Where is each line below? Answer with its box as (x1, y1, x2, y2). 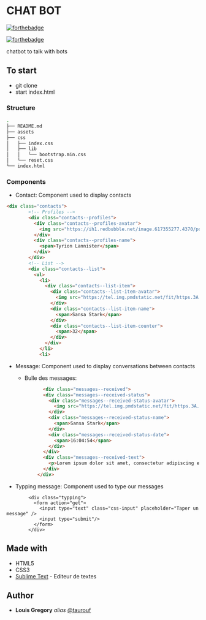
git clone (15, 81, 38, 89)
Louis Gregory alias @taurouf (15, 607, 91, 614)
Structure (6, 104, 36, 112)
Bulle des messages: (24, 374, 77, 382)
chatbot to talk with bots (6, 47, 67, 55)
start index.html (15, 88, 55, 96)
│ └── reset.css (6, 157, 53, 164)
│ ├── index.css (6, 140, 53, 146)
